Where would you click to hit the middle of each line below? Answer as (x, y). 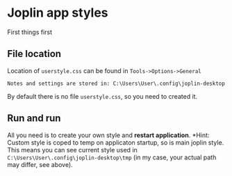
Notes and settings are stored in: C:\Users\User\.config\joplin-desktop (116, 83)
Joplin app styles (58, 13)
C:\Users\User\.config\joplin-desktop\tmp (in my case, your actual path (112, 157)
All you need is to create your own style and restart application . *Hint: (108, 135)
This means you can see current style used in (72, 150)
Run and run (34, 119)
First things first (30, 32)
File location (34, 54)
